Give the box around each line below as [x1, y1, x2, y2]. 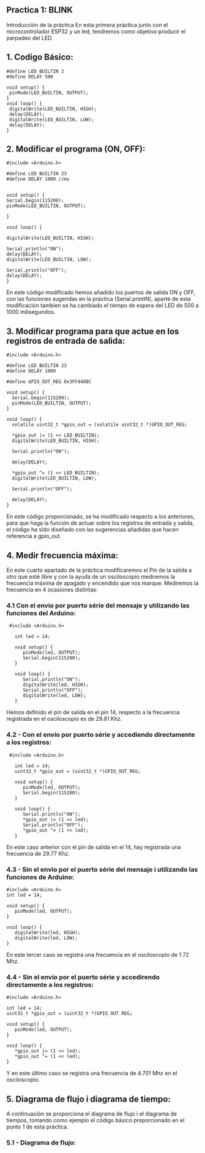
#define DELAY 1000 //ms [6, 176, 70, 183]
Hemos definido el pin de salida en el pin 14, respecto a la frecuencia [6, 709, 180, 716]
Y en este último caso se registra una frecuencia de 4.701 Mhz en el [6, 1070, 177, 1077]
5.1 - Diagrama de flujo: [6, 1138, 76, 1147]
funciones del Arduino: [6, 609, 76, 617]
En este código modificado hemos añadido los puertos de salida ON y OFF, [6, 289, 196, 296]
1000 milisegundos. [6, 308, 56, 316]
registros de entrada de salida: [6, 335, 125, 346]
